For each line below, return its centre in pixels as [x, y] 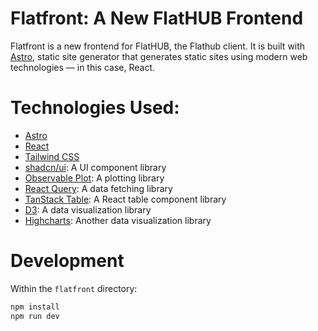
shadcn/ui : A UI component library [95, 167]
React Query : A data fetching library [98, 188]
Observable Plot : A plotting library [94, 178]
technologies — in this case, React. [83, 67]
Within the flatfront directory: [74, 288]
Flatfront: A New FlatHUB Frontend [157, 18]
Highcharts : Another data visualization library [118, 220]
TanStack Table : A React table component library [125, 199]
